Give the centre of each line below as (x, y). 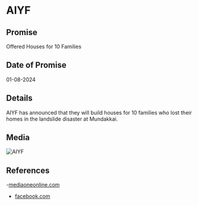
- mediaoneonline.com (33, 185)
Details (19, 98)
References (28, 170)
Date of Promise (36, 65)
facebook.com (32, 196)
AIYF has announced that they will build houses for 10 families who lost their (99, 112)
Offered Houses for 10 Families (44, 46)
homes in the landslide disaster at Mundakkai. (62, 119)
